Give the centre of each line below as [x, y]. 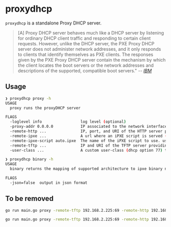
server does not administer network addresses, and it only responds [89, 49]
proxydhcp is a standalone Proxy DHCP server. [53, 23]
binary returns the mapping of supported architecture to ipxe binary [86, 169]
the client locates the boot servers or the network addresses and [86, 65]
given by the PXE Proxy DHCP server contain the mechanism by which [92, 60]
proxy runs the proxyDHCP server [45, 108]
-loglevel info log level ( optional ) [68, 122]
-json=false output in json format [49, 183]
